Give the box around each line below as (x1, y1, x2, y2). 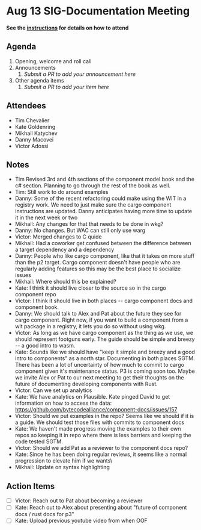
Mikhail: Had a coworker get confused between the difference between (14, 240, 192, 247)
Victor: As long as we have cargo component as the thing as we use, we (14, 329, 194, 337)
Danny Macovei (14, 136, 54, 143)
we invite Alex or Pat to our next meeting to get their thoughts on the (14, 374, 184, 381)
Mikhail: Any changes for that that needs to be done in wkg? (14, 220, 164, 228)
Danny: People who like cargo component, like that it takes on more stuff (14, 252, 195, 260)
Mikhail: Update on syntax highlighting (14, 464, 110, 471)
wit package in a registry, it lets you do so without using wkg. (14, 323, 166, 330)
